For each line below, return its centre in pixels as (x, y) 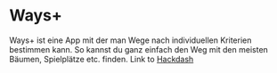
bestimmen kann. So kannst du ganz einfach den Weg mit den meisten (139, 49)
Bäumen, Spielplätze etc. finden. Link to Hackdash (102, 59)
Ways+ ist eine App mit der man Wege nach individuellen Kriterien (130, 40)
